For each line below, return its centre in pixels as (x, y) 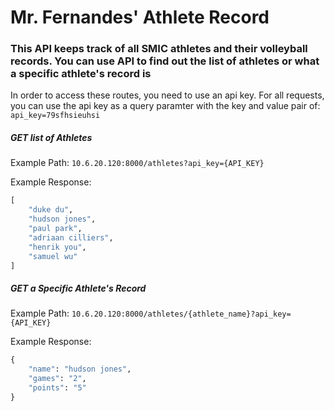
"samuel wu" (53, 256)
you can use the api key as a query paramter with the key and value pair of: (165, 106)
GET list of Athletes (51, 138)
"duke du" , (51, 210)
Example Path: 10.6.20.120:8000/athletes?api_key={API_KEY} (137, 163)
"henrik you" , (57, 247)
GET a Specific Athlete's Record (78, 288)
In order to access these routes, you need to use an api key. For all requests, (167, 95)
